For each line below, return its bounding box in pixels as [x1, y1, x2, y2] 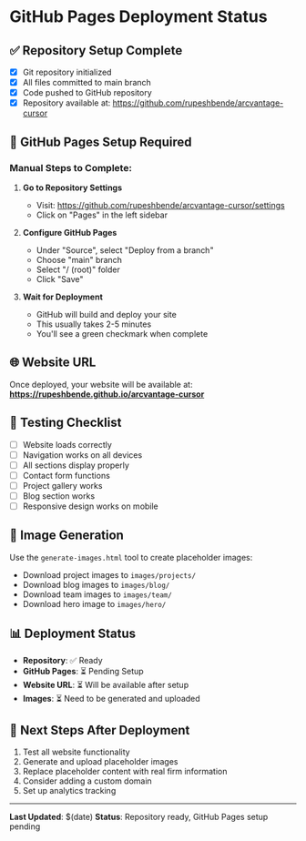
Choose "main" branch [36, 254, 123, 265]
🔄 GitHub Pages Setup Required [9, 134, 193, 149]
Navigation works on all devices [22, 449, 143, 461]
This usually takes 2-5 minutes [36, 319, 152, 329]
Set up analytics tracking [22, 785, 117, 796]
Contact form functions [22, 470, 111, 481]
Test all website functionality [22, 746, 130, 757]
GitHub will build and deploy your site [36, 309, 178, 319]
